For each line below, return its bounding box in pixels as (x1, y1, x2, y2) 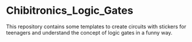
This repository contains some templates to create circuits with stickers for (6, 23, 186, 30)
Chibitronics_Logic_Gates (6, 4, 133, 17)
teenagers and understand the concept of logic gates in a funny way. (6, 29, 173, 36)
